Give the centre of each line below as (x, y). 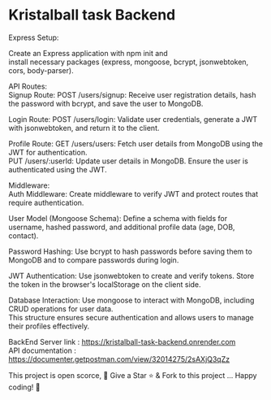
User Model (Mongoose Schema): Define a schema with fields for (118, 218)
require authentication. (46, 202)
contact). (24, 235)
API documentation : (43, 350)
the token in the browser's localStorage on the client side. (105, 284)
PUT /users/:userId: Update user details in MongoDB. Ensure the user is (129, 161)
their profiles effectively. (49, 326)
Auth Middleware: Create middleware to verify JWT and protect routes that (133, 193)
